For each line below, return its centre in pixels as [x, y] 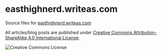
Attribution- [145, 32]
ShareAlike [16, 38]
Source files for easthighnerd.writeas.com [48, 23]
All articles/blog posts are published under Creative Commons [69, 32]
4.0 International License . [54, 38]
